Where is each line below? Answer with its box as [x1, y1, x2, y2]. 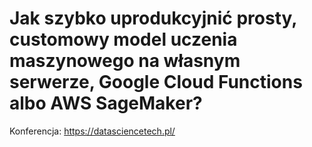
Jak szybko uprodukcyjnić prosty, [9, 7, 297, 30]
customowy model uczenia [9, 28, 238, 51]
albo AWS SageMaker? [9, 92, 203, 115]
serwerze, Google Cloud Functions [9, 71, 303, 94]
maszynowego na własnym [9, 50, 241, 72]
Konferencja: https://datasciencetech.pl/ [9, 125, 176, 137]
